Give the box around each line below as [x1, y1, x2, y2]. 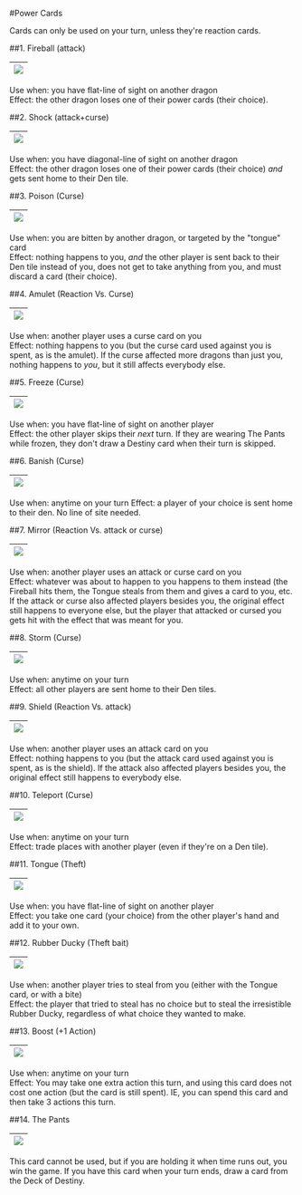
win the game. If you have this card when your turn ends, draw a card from [9, 1166, 288, 1176]
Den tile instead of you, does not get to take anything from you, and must [9, 262, 282, 272]
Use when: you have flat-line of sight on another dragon [9, 85, 219, 95]
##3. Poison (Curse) [9, 190, 85, 201]
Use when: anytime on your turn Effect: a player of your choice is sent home [9, 497, 294, 508]
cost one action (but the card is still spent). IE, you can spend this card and [9, 1087, 288, 1097]
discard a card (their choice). [9, 271, 118, 282]
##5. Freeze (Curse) [9, 377, 84, 388]
